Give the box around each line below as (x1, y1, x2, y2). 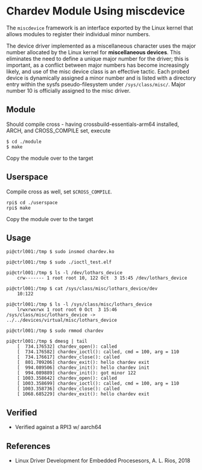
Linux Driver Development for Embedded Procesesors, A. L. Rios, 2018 (14, 457, 191, 464)
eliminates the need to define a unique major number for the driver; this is (6, 55, 189, 62)
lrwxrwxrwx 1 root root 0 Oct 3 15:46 (17, 307, 118, 313)
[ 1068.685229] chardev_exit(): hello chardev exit (17, 391, 150, 397)
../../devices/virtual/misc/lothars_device (6, 318, 118, 324)
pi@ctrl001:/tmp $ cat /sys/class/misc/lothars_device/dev (6, 286, 158, 292)
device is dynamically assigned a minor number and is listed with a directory (6, 74, 196, 81)
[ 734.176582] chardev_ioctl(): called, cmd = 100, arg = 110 (17, 349, 180, 355)
